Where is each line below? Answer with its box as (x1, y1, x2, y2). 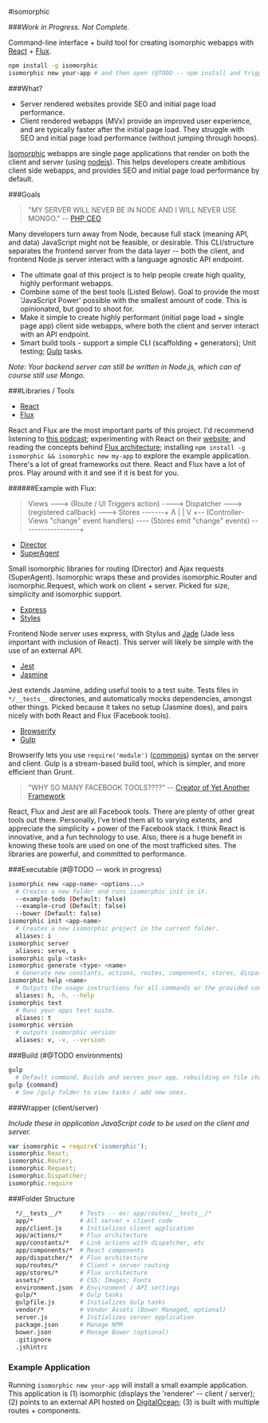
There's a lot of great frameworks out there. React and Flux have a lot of (8, 459, 246, 468)
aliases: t (15, 1014, 52, 1022)
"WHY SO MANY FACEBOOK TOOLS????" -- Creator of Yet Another (27, 783, 250, 792)
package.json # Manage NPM (15, 1321, 124, 1329)
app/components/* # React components (15, 1246, 145, 1254)
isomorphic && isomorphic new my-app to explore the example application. (8, 451, 251, 460)
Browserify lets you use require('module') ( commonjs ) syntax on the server (8, 750, 259, 759)
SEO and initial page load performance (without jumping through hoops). (19, 133, 259, 142)
